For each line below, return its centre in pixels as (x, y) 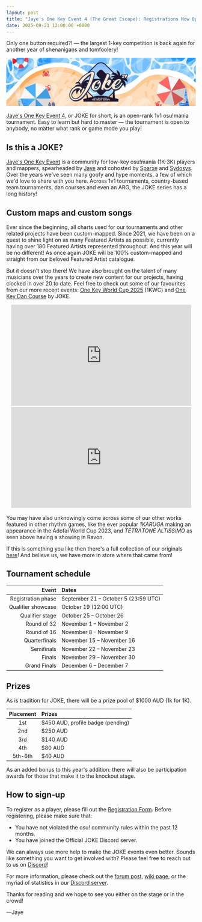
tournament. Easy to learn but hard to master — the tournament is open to (98, 122)
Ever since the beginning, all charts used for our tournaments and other (95, 227)
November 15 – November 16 (98, 641)
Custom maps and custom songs (69, 212)
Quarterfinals (40, 641)
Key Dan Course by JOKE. (38, 296)
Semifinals (43, 649)
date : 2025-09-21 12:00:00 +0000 (48, 25)
